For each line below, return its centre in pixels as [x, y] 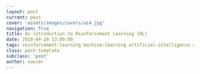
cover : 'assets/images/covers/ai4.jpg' [56, 23]
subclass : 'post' [28, 56]
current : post [24, 17]
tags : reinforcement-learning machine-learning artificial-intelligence [98, 45]
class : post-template [33, 51]
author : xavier [25, 61]
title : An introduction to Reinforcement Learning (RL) [77, 34]
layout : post [22, 12]
